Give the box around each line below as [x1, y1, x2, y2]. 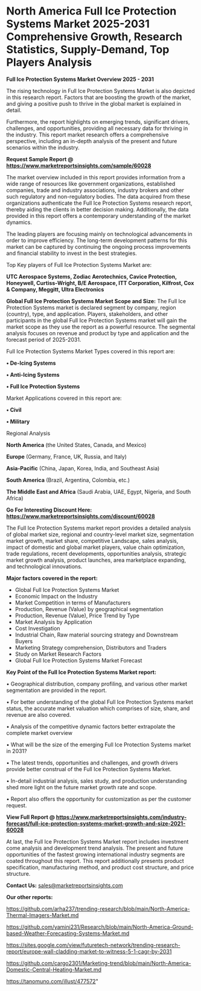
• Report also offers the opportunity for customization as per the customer [6, 795, 191, 803]
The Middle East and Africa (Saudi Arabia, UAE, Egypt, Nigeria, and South [6, 488, 191, 495]
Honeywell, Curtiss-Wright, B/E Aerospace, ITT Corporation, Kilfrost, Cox [6, 279, 194, 286]
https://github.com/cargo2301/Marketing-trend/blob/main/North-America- [6, 959, 191, 967]
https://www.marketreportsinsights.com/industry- [56, 813, 187, 821]
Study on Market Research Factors [14, 650, 101, 658]
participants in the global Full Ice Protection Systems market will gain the [6, 316, 187, 324]
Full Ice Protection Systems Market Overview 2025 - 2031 [6, 75, 154, 83]
